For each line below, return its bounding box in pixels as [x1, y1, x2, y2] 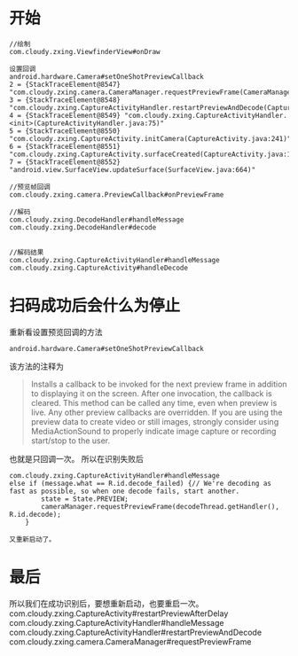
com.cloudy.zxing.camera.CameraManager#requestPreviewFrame [9, 636, 252, 647]
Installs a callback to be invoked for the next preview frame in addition [30, 379, 287, 389]
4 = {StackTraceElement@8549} [9, 111, 122, 120]
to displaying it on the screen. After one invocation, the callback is [30, 387, 272, 399]
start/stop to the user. [30, 435, 111, 446]
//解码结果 [9, 247, 44, 257]
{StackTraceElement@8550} [25, 126, 122, 136]
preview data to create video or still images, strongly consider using [30, 416, 279, 426]
